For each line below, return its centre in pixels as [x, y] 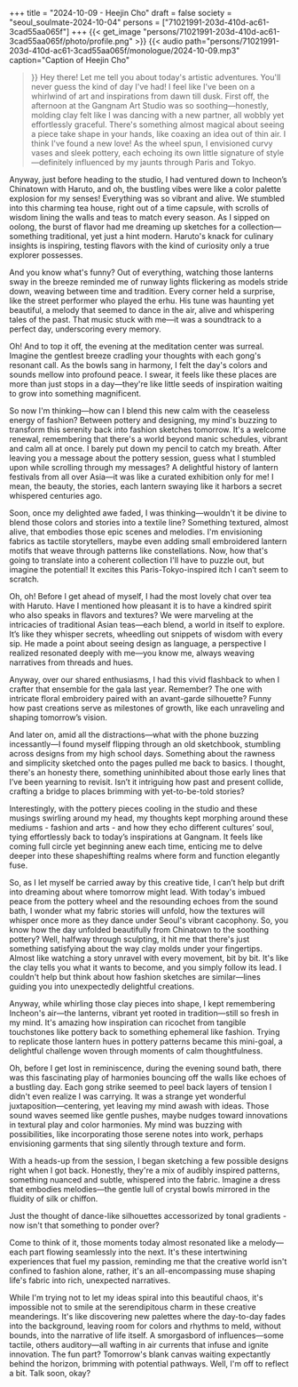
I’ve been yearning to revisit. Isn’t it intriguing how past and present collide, [146, 782]
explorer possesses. [46, 255]
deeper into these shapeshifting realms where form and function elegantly [145, 856]
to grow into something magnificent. [75, 393]
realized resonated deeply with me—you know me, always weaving [132, 653]
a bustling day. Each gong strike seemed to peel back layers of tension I [141, 1087]
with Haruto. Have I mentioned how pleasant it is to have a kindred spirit [141, 605]
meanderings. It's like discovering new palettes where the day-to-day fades [148, 1316]
